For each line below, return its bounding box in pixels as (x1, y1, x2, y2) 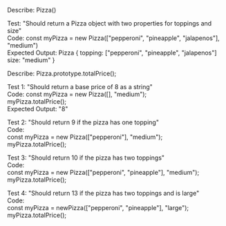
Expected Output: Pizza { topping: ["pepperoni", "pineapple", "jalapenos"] (7, 48, 217, 57)
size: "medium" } (7, 56, 55, 64)
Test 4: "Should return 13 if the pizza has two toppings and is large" (7, 189, 200, 197)
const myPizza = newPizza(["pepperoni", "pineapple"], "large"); (7, 204, 189, 211)
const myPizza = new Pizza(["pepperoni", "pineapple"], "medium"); (7, 169, 200, 176)
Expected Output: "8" (7, 105, 68, 113)
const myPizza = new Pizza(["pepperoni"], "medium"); (7, 133, 163, 141)
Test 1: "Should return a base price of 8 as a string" (7, 83, 153, 91)
